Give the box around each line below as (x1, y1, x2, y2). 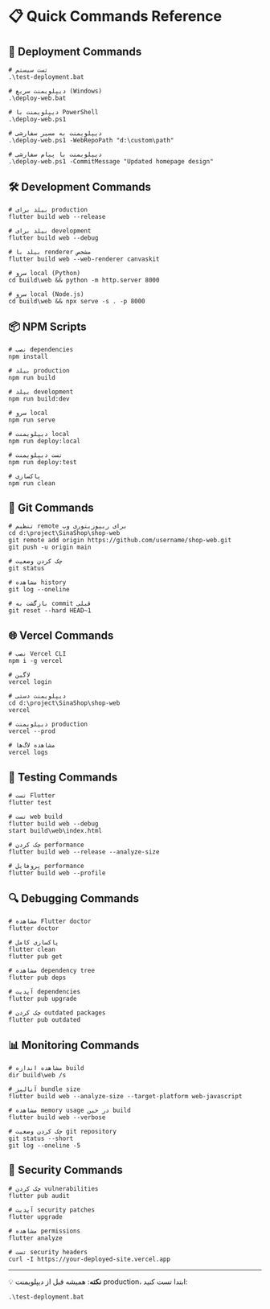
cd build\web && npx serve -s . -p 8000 (8, 297, 146, 305)
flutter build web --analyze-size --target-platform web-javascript (8, 1092, 243, 1100)
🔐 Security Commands (8, 1163, 123, 1177)
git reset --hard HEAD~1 (8, 607, 92, 615)
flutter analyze (8, 1233, 63, 1242)
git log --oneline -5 (8, 1141, 81, 1150)
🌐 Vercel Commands (8, 628, 114, 642)
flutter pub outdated (8, 1015, 81, 1023)
